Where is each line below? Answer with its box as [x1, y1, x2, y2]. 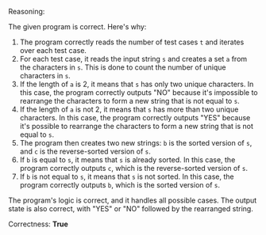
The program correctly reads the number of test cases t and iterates [19, 37, 245, 47]
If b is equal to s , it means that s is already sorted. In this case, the [19, 155, 236, 165]
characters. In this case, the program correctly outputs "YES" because [19, 113, 251, 122]
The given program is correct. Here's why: [8, 22, 147, 31]
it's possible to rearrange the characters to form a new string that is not [19, 122, 254, 131]
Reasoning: [8, 7, 45, 16]
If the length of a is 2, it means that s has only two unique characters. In [19, 79, 254, 89]
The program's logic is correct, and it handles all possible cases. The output [8, 195, 257, 205]
